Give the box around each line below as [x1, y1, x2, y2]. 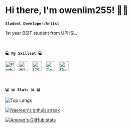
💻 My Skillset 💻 [5, 51, 43, 56]
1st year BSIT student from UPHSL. [5, 30, 77, 36]
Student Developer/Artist [5, 21, 59, 26]
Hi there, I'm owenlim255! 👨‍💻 [5, 5, 128, 16]
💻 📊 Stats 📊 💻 [5, 87, 41, 92]
